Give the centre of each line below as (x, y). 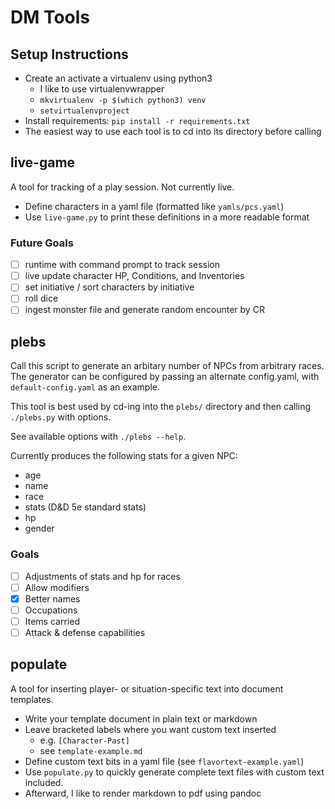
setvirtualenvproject (84, 111)
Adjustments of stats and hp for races (102, 576)
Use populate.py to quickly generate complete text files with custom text (174, 772)
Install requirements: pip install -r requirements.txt (137, 120)
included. (44, 782)
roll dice (41, 298)
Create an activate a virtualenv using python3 (118, 78)
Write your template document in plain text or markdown (141, 718)
